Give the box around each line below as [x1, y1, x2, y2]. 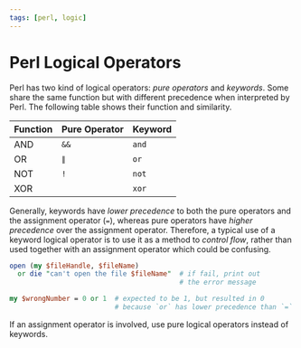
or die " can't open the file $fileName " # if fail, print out [17, 269, 260, 278]
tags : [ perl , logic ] [9, 13, 88, 23]
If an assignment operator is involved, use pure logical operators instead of [9, 318, 289, 330]
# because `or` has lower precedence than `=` [114, 303, 294, 312]
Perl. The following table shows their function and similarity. [9, 101, 232, 112]
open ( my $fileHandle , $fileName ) [9, 261, 140, 270]
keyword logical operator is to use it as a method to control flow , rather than [9, 234, 292, 245]
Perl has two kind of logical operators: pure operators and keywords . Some [9, 82, 289, 93]
